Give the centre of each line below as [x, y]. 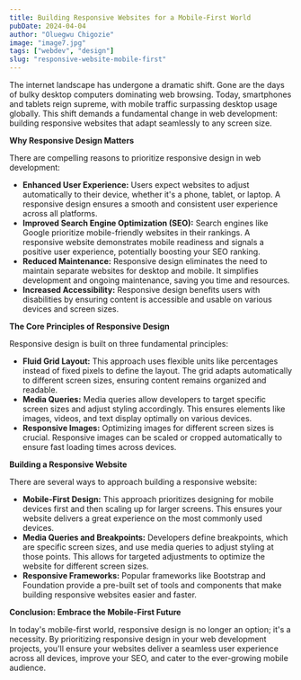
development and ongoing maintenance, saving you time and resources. [156, 280]
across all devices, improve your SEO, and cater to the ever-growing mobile [149, 658]
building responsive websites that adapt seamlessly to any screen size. [141, 123]
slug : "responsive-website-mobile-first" [88, 59]
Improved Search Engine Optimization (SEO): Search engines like [145, 223]
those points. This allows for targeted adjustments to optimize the [143, 556]
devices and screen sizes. [71, 309]
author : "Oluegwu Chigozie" [62, 34]
